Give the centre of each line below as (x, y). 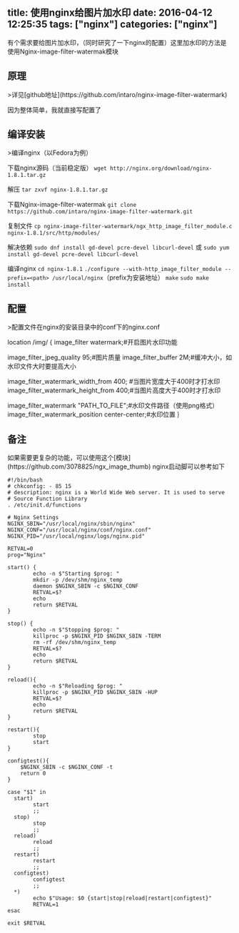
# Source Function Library (47, 499)
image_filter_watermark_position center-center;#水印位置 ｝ (96, 414)
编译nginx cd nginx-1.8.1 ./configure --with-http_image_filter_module (115, 269)
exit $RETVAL (27, 923)
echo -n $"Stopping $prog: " (76, 630)
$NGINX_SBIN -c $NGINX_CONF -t (67, 768)
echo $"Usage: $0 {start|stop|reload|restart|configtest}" (123, 898)
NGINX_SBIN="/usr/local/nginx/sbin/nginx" (71, 524)
